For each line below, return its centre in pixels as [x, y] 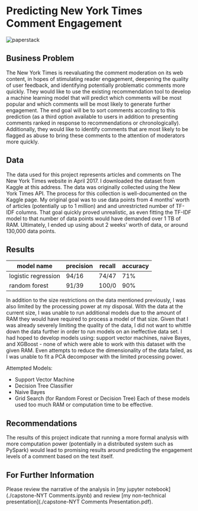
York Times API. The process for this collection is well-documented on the [97, 193]
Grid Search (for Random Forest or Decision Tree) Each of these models [102, 398]
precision [79, 266]
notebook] [158, 489]
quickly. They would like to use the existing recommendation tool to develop [98, 91]
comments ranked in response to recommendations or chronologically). [93, 123]
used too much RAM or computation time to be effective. [84, 405]
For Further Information [50, 475]
